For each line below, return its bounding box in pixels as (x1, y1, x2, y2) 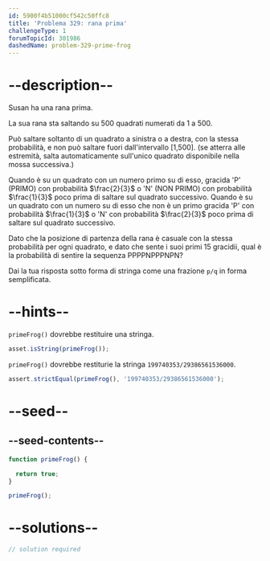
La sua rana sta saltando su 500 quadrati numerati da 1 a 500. (8, 118, 213, 129)
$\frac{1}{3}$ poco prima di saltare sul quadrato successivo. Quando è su (8, 192, 253, 202)
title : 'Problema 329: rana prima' (8, 19, 128, 27)
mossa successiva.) (8, 160, 75, 170)
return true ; (15, 469, 59, 478)
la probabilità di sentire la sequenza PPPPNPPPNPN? (8, 251, 183, 260)
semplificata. (8, 275, 51, 285)
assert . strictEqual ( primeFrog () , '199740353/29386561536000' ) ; (8, 375, 225, 383)
